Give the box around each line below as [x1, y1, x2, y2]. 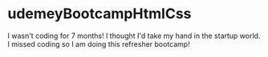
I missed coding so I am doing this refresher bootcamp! [7, 39, 190, 48]
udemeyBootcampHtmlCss [7, 5, 192, 23]
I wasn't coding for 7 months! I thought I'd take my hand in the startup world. [7, 31, 261, 40]
